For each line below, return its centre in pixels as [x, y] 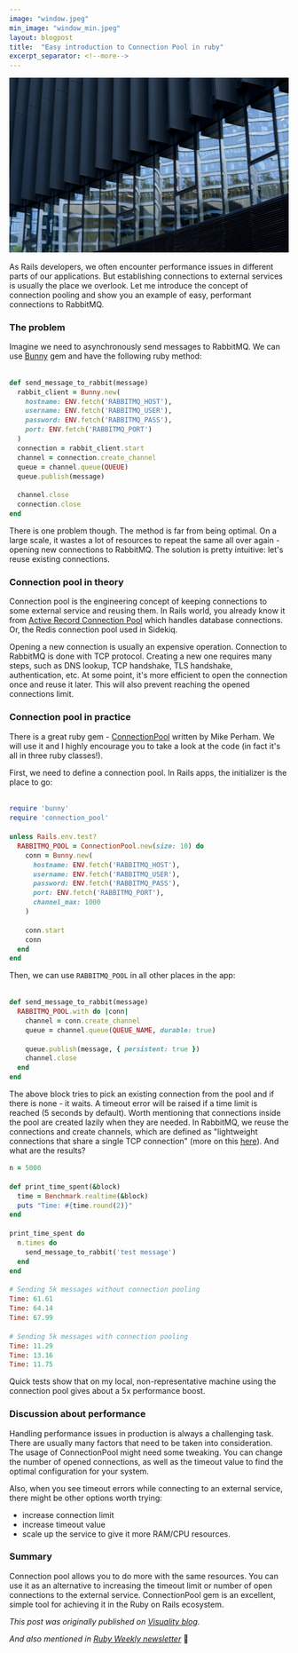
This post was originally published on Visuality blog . [105, 1621]
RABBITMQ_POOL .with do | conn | [73, 1012]
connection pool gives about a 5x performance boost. [107, 1391]
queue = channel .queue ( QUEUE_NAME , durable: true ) [121, 1030]
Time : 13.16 [31, 1355]
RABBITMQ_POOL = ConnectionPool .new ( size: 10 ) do [110, 846]
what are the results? [47, 1151]
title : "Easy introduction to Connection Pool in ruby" [117, 47]
